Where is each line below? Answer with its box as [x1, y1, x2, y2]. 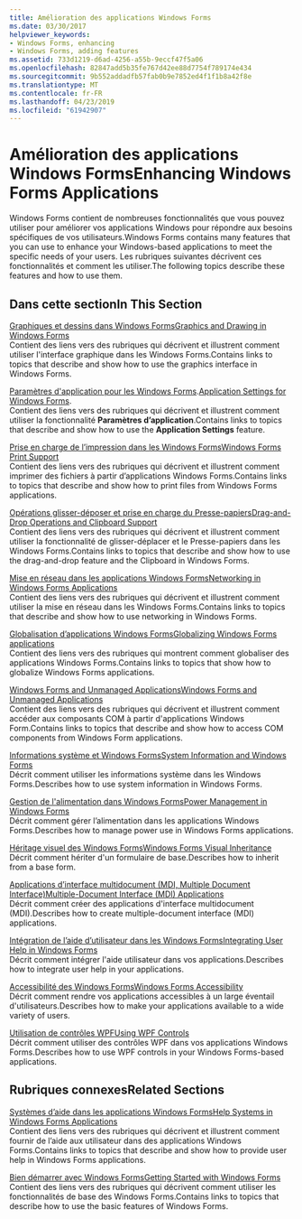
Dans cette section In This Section [9, 296, 203, 312]
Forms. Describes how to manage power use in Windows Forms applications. [9, 825, 294, 835]
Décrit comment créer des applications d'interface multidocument [9, 898, 254, 908]
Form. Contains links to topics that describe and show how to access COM [9, 723, 284, 733]
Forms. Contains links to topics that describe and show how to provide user [9, 1144, 288, 1156]
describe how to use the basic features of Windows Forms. [9, 1200, 229, 1211]
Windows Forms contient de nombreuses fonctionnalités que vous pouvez [9, 213, 286, 224]
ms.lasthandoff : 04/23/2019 [9, 97, 115, 107]
